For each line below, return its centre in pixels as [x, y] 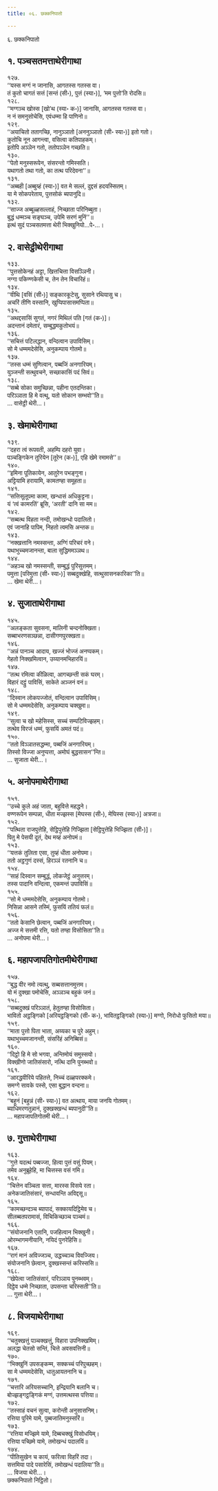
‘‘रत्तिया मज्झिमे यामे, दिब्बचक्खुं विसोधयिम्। [53, 1434]
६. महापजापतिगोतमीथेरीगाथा [52, 960]
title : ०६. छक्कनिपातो [35, 13]
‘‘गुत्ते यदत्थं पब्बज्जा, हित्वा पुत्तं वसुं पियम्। [52, 1162]
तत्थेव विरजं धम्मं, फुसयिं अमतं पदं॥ [45, 728]
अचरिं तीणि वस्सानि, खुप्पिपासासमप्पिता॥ [51, 302]
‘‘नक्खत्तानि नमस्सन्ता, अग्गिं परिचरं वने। [51, 543]
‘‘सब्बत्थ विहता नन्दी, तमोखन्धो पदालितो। [52, 520]
